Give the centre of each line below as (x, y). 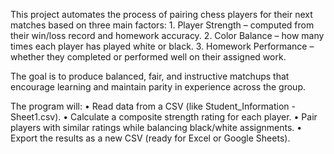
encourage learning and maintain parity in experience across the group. (158, 87)
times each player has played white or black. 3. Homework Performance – (162, 46)
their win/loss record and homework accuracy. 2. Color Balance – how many (167, 35)
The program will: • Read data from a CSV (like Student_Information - (153, 106)
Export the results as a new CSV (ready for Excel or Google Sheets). (150, 138)
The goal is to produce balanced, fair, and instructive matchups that (150, 76)
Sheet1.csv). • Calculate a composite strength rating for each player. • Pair (164, 117)
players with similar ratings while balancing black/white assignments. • (156, 127)
